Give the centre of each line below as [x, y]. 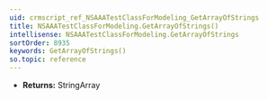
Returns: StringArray [61, 85]
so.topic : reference [48, 59]
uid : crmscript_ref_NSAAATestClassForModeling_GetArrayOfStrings [134, 18]
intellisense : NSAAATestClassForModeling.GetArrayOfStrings [125, 34]
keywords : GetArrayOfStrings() [68, 51]
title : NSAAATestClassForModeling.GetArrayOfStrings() [114, 26]
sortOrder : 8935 [40, 43]
